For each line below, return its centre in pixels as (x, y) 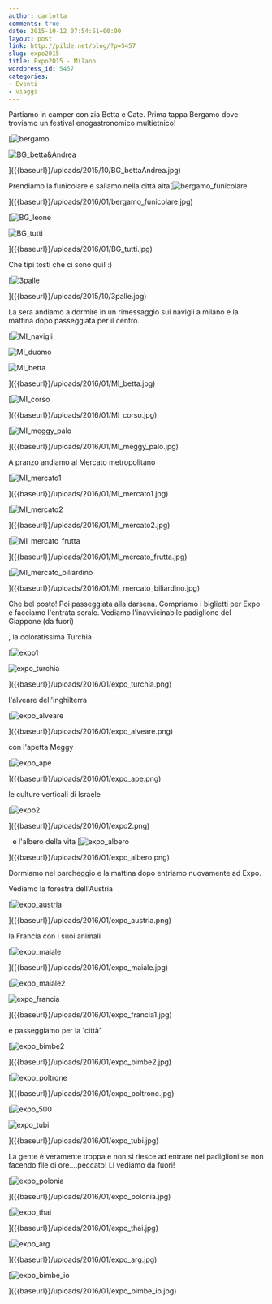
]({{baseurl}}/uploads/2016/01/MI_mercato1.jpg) (89, 494)
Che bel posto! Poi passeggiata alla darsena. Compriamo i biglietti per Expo (134, 604)
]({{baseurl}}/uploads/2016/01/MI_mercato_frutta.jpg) (98, 557)
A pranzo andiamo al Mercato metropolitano (82, 462)
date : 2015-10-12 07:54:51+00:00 (65, 31)
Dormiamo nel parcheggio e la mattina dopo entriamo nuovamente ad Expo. (135, 873)
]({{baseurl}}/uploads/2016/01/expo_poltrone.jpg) (91, 1094)
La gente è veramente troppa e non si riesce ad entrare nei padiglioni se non (136, 1157)
